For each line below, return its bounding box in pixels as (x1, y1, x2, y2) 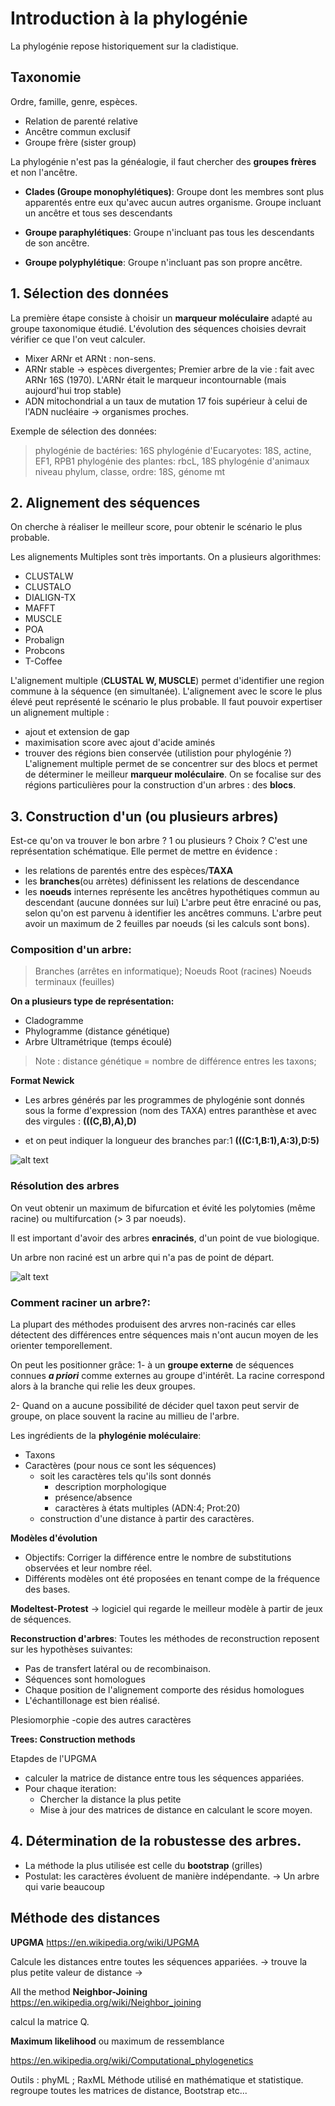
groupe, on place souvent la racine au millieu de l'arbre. (10, 1410, 240, 1422)
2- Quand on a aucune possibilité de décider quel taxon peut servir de (10, 1400, 300, 1412)
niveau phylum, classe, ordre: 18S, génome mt (34, 465, 226, 477)
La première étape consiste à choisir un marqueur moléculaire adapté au (10, 312, 313, 324)
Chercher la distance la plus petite (39, 1793, 182, 1806)
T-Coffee (24, 655, 63, 667)
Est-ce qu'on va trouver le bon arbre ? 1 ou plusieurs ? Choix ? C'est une (10, 835, 308, 847)
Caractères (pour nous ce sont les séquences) (24, 1460, 217, 1472)
